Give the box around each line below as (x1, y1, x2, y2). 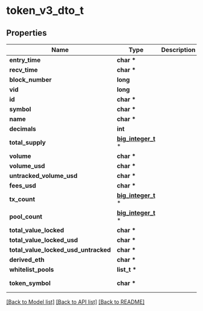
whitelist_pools (9, 266, 54, 273)
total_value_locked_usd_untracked (9, 246, 111, 254)
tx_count (9, 195, 35, 203)
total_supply (9, 139, 47, 146)
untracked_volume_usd (9, 172, 78, 180)
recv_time (9, 66, 38, 74)
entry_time (9, 56, 41, 64)
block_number (9, 76, 52, 83)
